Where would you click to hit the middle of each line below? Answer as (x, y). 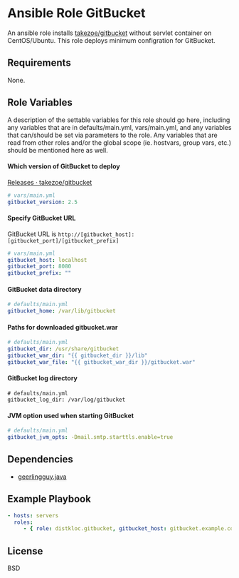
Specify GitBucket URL (42, 218)
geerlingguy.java (42, 477)
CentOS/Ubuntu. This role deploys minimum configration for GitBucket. (111, 40)
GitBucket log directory (43, 378)
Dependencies (40, 459)
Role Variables (40, 102)
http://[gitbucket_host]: (96, 234)
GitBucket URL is (32, 234)
